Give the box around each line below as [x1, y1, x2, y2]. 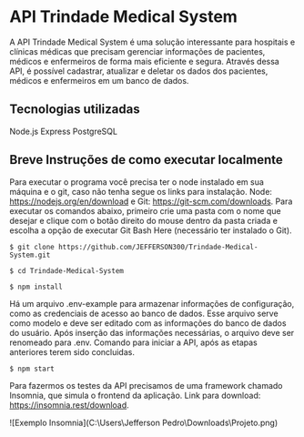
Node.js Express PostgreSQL [9, 126, 118, 137]
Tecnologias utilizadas [9, 102, 140, 117]
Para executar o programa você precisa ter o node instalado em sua [9, 176, 264, 188]
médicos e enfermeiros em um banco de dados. [9, 75, 189, 86]
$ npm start [9, 364, 55, 373]
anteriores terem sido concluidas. [9, 346, 135, 357]
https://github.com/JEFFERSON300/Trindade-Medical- [57, 242, 258, 251]
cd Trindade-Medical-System [17, 266, 125, 275]
